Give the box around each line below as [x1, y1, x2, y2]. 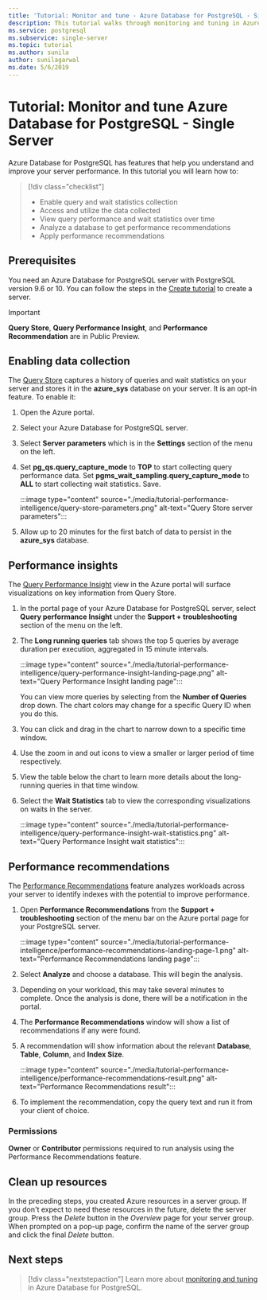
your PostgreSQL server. [19, 921, 101, 931]
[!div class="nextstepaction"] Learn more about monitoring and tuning [27, 1274, 258, 1283]
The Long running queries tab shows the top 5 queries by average [19, 636, 239, 645]
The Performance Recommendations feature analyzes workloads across [8, 881, 245, 890]
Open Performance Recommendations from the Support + [19, 905, 215, 914]
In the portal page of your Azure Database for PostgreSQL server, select [19, 604, 257, 613]
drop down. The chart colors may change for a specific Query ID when [19, 701, 252, 710]
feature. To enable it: [8, 392, 76, 402]
